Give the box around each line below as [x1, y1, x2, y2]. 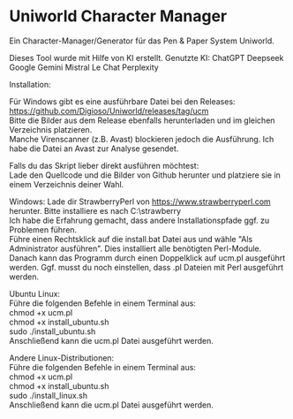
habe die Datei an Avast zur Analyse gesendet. [9, 143, 179, 154]
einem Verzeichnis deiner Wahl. [9, 179, 124, 189]
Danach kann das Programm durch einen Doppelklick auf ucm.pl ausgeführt [9, 252, 286, 263]
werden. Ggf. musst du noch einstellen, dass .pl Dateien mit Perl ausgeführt [9, 262, 284, 272]
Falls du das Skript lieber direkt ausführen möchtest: [9, 160, 199, 171]
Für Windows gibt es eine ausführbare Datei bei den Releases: [9, 95, 236, 107]
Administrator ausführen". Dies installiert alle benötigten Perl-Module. [9, 243, 262, 254]
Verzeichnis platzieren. [9, 124, 93, 134]
